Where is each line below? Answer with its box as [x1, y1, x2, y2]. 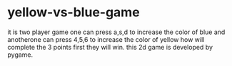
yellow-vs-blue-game [7, 4, 141, 21]
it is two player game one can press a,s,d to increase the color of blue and [7, 28, 226, 36]
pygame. [7, 50, 34, 59]
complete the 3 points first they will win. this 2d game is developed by [7, 43, 213, 51]
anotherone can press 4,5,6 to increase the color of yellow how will [7, 35, 205, 43]
